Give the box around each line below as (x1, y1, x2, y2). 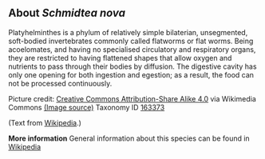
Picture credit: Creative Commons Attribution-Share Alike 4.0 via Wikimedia (8, 93, 257, 103)
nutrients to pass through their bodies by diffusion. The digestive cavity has (8, 62, 257, 71)
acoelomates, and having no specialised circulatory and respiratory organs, (8, 44, 256, 54)
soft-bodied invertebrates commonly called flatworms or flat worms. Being (8, 36, 254, 46)
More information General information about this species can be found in (8, 133, 250, 143)
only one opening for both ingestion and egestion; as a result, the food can (8, 70, 254, 79)
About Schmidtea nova (8, 6, 126, 20)
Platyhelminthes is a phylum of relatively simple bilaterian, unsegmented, (8, 27, 248, 37)
